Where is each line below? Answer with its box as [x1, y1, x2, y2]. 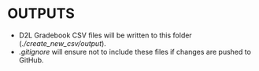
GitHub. [18, 55, 44, 65]
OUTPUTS [7, 5, 76, 23]
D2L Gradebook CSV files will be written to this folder [18, 30, 192, 40]
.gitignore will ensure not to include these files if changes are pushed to [18, 47, 251, 56]
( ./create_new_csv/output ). [18, 38, 107, 48]
